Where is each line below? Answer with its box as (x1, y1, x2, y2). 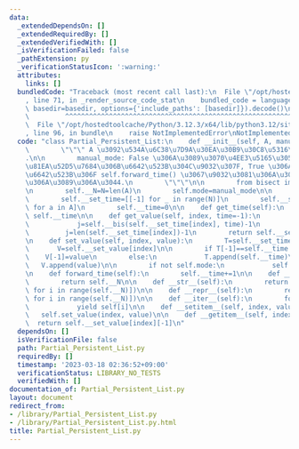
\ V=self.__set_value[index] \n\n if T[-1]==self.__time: (25, 245, 293, 253)
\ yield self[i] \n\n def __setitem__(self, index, (25, 302, 273, 311)
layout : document (9, 393, 74, 403)
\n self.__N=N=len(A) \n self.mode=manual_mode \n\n (25, 187, 273, 196)
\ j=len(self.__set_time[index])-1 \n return (25, 228, 253, 237)
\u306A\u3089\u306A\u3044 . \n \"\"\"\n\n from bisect (25, 179, 280, 188)
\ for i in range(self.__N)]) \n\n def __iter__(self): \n (25, 294, 253, 303)
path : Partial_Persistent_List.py (17, 343, 145, 352)
